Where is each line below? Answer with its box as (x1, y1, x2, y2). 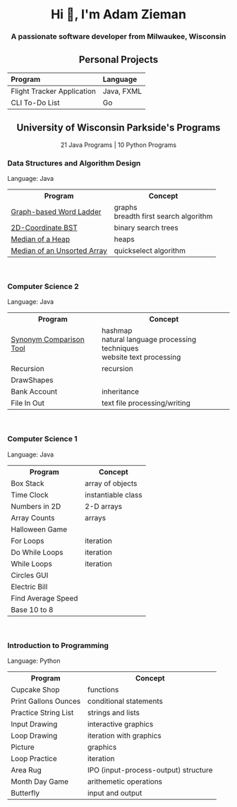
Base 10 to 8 (11, 604, 54, 614)
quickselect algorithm (114, 246, 186, 256)
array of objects (84, 478, 138, 488)
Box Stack (11, 478, 44, 488)
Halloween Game (11, 524, 68, 534)
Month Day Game (11, 777, 69, 787)
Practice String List (11, 707, 74, 717)
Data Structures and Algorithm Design (7, 158, 141, 168)
